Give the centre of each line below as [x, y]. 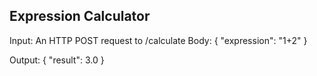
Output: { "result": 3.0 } [57, 60]
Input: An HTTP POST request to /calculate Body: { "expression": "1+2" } [158, 40]
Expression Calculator [80, 16]
